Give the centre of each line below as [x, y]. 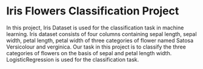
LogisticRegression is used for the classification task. [73, 59]
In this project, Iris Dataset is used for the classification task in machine [95, 28]
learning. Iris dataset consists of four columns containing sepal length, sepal [101, 34]
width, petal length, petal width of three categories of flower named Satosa [100, 40]
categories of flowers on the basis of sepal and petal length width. [89, 53]
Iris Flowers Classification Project [93, 11]
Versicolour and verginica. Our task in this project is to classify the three [96, 47]
